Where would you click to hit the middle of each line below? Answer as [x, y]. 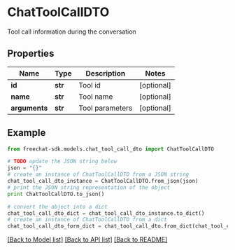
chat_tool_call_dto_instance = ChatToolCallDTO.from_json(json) [103, 181]
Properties [31, 54]
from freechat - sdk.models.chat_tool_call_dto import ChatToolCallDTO [111, 149]
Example [27, 133]
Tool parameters [106, 108]
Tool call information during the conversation [72, 32]
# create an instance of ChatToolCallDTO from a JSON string [98, 175]
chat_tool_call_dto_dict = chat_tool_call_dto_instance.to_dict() [106, 213]
